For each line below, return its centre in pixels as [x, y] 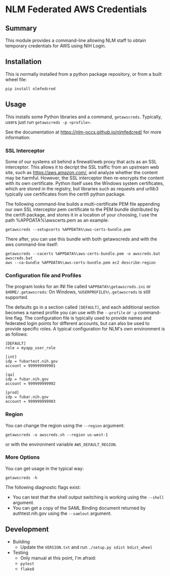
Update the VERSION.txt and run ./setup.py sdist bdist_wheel [86, 547]
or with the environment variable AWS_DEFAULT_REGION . [61, 444]
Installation [23, 62]
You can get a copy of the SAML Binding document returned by [79, 508]
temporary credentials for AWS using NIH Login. [56, 46]
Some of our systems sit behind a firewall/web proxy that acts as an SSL [81, 161]
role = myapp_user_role [31, 348]
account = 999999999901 [31, 366]
